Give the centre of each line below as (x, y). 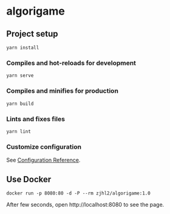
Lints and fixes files (36, 119)
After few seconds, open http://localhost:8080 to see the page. (85, 205)
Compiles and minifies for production (62, 91)
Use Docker (29, 179)
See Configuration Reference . (43, 160)
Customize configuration (44, 146)
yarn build (20, 104)
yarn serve (20, 76)
